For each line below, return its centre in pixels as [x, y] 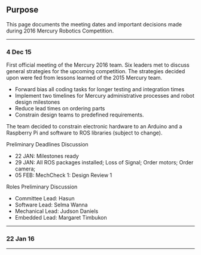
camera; [25, 169]
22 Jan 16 [20, 239]
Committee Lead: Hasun [45, 199]
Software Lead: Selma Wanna [51, 205]
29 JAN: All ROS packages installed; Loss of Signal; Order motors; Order [104, 163]
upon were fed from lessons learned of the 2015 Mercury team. [84, 78]
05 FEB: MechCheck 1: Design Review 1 [63, 175]
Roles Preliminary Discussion [42, 187]
